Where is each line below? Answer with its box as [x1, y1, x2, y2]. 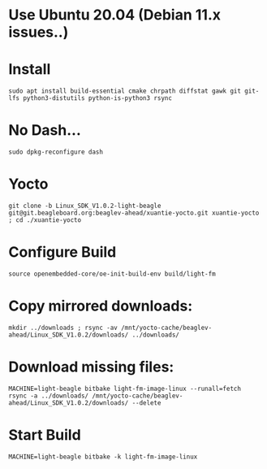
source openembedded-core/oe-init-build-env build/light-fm [8, 270, 217, 278]
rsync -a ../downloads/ [8, 392, 89, 400]
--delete [131, 398, 161, 407]
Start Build [8, 426, 81, 444]
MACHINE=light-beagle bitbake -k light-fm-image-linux [8, 453, 198, 461]
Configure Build [8, 243, 117, 262]
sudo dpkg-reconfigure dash [8, 148, 104, 156]
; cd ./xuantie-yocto [8, 216, 82, 224]
